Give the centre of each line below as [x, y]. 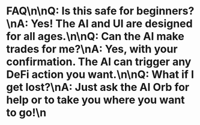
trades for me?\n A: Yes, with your [92, 49]
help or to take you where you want [95, 100]
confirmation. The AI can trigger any [99, 62]
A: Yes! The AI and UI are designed [105, 24]
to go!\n [26, 113]
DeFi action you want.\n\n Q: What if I [100, 74]
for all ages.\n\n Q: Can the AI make [95, 36]
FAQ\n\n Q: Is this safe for [70, 11]
